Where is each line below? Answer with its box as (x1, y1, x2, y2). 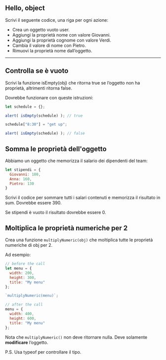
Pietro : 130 (9, 181, 35, 186)
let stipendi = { (5, 167, 41, 172)
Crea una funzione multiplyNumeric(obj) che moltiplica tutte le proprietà (5, 237, 153, 243)
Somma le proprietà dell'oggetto (5, 144, 107, 153)
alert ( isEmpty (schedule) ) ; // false (5, 131, 85, 136)
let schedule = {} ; (5, 104, 45, 109)
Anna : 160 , (9, 177, 32, 181)
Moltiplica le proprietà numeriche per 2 (5, 224, 128, 232)
